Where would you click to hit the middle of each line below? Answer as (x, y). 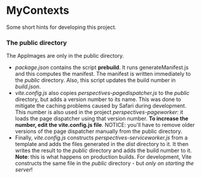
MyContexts (38, 11)
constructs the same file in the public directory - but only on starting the (104, 164)
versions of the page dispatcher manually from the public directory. (98, 131)
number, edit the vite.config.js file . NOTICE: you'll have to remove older (105, 125)
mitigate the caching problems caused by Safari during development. (100, 106)
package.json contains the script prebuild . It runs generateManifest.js (102, 67)
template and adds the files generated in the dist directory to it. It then (102, 144)
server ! (24, 170)
